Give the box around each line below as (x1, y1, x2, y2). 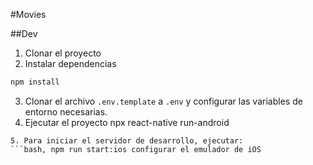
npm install (10, 77, 60, 87)
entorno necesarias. (24, 105, 108, 118)
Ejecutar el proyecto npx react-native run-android (24, 116, 230, 128)
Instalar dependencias (24, 58, 117, 69)
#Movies (10, 9, 47, 20)
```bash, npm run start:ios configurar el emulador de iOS (10, 144, 262, 154)
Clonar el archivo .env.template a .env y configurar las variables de (24, 95, 303, 107)
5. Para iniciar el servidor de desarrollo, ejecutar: (10, 135, 244, 146)
